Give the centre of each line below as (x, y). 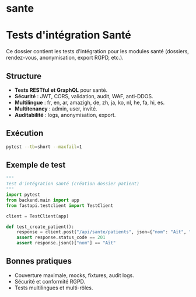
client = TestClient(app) (37, 216)
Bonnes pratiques (39, 261)
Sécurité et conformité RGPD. (50, 281)
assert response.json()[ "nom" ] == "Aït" (66, 243)
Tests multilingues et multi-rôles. (54, 288)
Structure (24, 76)
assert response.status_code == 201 (61, 238)
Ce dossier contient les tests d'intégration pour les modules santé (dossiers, (98, 51)
